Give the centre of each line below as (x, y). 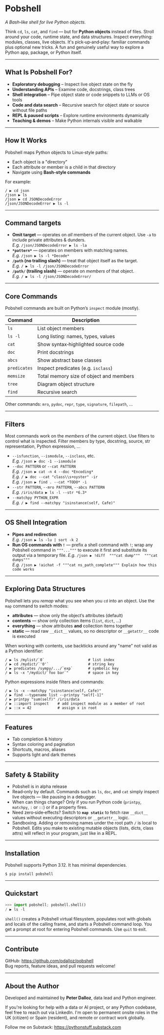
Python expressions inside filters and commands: (55, 682)
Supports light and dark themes (44, 755)
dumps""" (21, 560)
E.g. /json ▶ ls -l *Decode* (41, 255)
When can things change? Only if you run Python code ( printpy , (77, 802)
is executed (24, 636)
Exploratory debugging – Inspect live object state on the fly (72, 84)
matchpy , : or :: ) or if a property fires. (50, 807)
